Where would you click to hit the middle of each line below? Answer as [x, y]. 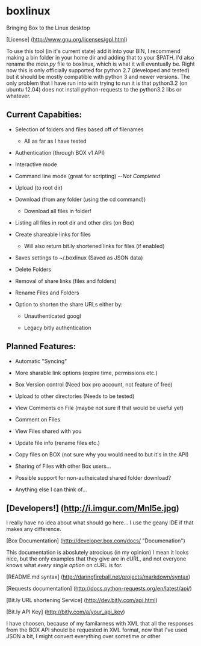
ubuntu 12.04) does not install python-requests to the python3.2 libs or [94, 89]
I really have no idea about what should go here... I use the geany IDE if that [100, 523]
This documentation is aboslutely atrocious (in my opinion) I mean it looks [97, 553]
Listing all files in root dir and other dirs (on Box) [74, 222]
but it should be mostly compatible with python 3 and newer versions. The [98, 76]
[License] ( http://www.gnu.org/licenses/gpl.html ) [67, 39]
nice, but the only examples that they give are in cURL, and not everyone [96, 559]
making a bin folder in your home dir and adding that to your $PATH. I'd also [100, 57]
